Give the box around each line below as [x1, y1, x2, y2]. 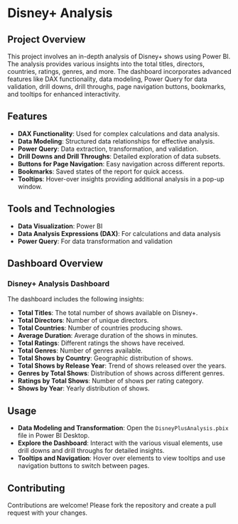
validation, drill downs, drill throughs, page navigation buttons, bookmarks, [7, 82, 226, 90]
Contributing [7, 482, 65, 494]
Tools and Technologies [7, 203, 116, 215]
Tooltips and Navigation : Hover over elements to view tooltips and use [17, 454, 226, 463]
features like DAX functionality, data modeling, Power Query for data [7, 75, 207, 83]
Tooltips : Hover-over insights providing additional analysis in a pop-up [17, 174, 225, 183]
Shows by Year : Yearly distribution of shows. [17, 384, 151, 392]
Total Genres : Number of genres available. [17, 346, 144, 355]
